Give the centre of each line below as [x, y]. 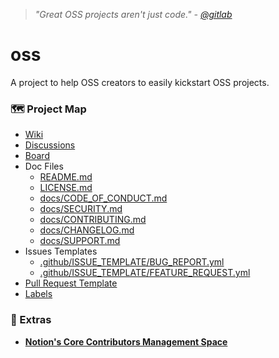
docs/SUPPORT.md [80, 241]
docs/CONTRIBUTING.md [93, 220]
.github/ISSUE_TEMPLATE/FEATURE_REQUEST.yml [145, 273]
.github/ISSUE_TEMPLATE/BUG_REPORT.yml [132, 262]
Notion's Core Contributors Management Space [126, 341]
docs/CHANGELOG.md [87, 230]
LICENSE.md [66, 188]
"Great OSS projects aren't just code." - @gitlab [133, 14]
